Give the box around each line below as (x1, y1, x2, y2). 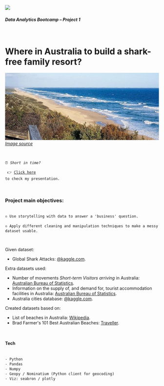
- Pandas (5, 362, 23, 366)
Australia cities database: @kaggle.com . (12, 296, 93, 301)
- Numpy (5, 366, 21, 371)
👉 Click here (7, 170, 36, 175)
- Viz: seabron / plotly (5, 376, 56, 381)
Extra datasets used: (5, 265, 46, 271)
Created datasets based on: (5, 305, 61, 311)
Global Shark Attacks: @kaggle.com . (12, 256, 86, 262)
